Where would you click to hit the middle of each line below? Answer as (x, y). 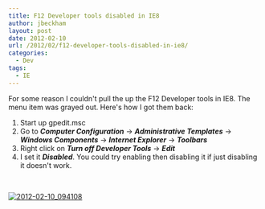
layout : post (30, 31)
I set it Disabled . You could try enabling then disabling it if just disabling (139, 157)
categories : (28, 53)
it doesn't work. (46, 165)
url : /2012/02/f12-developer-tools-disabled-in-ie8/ (98, 46)
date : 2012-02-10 (37, 38)
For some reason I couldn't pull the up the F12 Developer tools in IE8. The (129, 98)
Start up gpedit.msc (53, 122)
